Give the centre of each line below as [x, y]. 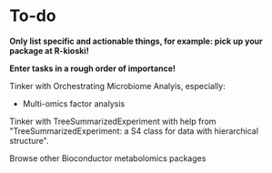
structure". [29, 140]
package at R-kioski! [49, 50]
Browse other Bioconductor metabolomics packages [108, 158]
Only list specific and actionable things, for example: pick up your [136, 41]
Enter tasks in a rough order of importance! [92, 68]
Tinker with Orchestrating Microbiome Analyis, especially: [117, 86]
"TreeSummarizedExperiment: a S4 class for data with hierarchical [134, 131]
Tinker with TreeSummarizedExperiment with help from [113, 121]
